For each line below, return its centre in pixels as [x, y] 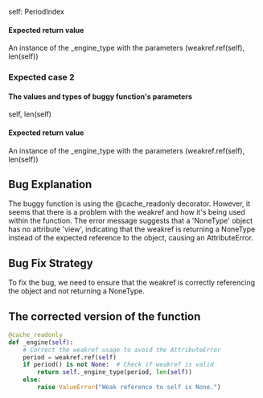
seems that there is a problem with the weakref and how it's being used [127, 212]
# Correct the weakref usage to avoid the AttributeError [122, 350]
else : [32, 380]
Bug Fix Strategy [51, 263]
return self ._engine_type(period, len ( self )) [115, 372]
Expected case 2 [41, 77]
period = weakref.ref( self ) [70, 357]
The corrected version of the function [105, 316]
